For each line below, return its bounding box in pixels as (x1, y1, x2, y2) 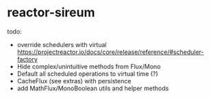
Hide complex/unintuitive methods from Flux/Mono (16, 62, 161, 70)
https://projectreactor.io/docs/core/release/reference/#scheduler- (16, 48, 204, 56)
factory (16, 55, 38, 63)
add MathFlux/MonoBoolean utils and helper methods (16, 84, 169, 92)
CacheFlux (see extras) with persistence (16, 76, 132, 85)
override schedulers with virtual (16, 40, 107, 48)
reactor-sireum (7, 5, 95, 20)
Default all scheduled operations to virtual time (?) (16, 70, 159, 78)
